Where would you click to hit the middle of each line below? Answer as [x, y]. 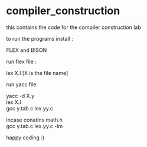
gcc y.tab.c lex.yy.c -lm [35, 126]
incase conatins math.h [35, 120]
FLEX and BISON [27, 50]
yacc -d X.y [20, 96]
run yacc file [21, 84]
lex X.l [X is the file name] [37, 73]
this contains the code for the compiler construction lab [74, 27]
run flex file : [21, 61]
